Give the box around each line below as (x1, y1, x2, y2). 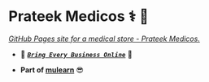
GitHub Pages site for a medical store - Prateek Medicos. (8, 34, 201, 43)
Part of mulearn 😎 (20, 64, 84, 75)
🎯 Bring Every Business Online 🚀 (20, 49, 133, 59)
